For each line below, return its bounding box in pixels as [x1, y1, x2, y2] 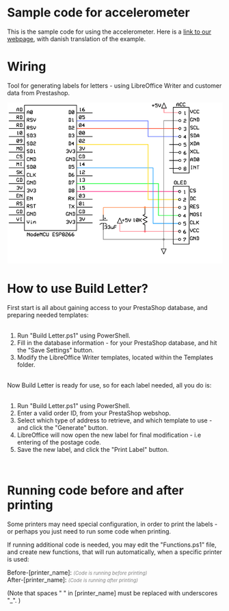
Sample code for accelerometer [7, 5, 190, 21]
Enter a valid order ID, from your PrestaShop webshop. [16, 409, 171, 417]
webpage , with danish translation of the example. [7, 34, 146, 43]
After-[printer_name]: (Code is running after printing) [7, 575, 139, 584]
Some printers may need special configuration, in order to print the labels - [7, 520, 217, 528]
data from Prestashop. [7, 88, 70, 97]
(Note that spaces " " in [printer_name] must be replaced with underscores [7, 588, 218, 597]
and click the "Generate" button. [16, 423, 108, 431]
